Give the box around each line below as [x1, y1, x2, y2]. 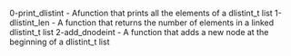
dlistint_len [9, 17, 50, 28]
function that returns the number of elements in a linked [65, 17, 275, 28]
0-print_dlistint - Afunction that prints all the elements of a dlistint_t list [9, 8, 273, 18]
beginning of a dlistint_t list [9, 36, 110, 47]
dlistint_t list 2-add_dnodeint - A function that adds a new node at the [9, 27, 269, 37]
